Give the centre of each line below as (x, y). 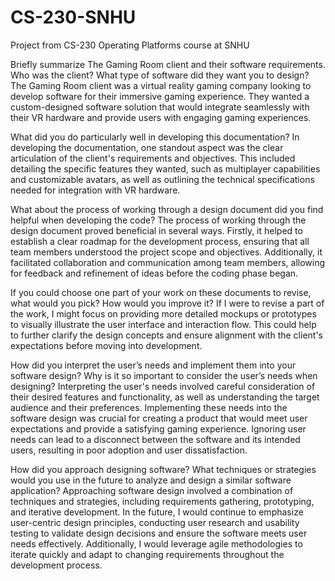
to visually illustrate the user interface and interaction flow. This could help (163, 324)
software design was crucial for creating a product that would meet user (159, 418)
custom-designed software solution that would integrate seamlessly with (160, 107)
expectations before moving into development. (106, 345)
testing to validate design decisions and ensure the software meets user (159, 533)
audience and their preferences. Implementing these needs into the (149, 407)
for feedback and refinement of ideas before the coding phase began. (154, 273)
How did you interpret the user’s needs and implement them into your (153, 365)
